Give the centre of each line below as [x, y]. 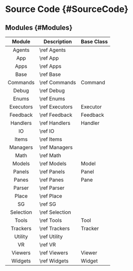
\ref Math [50, 155]
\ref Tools [51, 220]
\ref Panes [52, 180]
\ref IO [47, 131]
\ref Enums [53, 99]
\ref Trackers [55, 228]
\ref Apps [51, 66]
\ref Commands [58, 82]
